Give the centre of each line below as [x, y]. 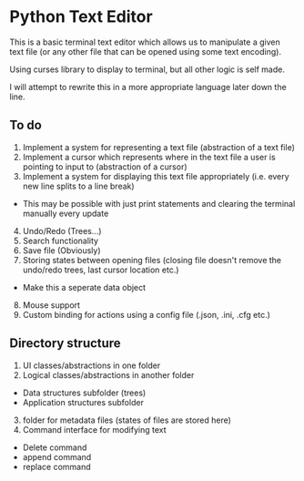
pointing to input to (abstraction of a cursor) [105, 167]
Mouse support [51, 305]
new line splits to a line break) [78, 186]
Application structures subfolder [83, 402]
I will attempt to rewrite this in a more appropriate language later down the [148, 87]
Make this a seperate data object [84, 287]
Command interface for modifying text [94, 429]
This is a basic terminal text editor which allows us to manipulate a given [145, 42]
